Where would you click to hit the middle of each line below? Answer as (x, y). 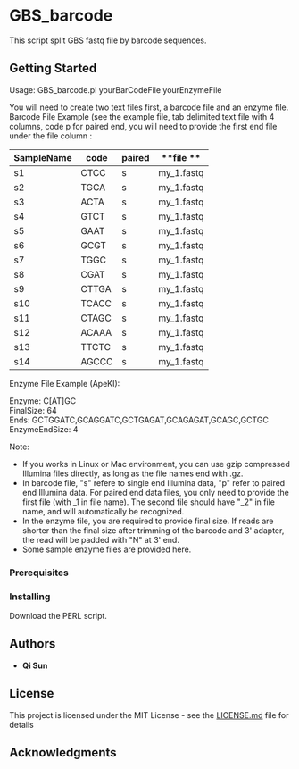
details (21, 724)
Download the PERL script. (58, 615)
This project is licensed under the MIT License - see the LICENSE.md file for (149, 715)
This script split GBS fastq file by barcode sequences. (108, 40)
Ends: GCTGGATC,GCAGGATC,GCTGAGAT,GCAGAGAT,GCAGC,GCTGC (139, 420)
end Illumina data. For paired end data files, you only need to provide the (156, 492)
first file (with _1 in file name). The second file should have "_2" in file (148, 502)
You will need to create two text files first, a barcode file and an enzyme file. (149, 107)
